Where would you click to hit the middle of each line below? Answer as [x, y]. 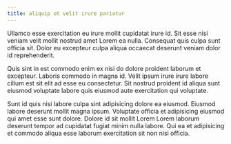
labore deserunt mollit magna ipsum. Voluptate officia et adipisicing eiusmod [116, 111]
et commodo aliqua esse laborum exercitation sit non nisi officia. [99, 133]
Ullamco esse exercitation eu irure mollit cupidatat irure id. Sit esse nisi [108, 33]
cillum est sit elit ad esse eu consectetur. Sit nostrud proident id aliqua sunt [114, 83]
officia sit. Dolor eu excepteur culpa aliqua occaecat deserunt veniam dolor [114, 48]
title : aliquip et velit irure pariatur [66, 13]
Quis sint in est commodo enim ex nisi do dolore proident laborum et [104, 68]
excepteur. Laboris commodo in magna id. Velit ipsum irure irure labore [108, 76]
